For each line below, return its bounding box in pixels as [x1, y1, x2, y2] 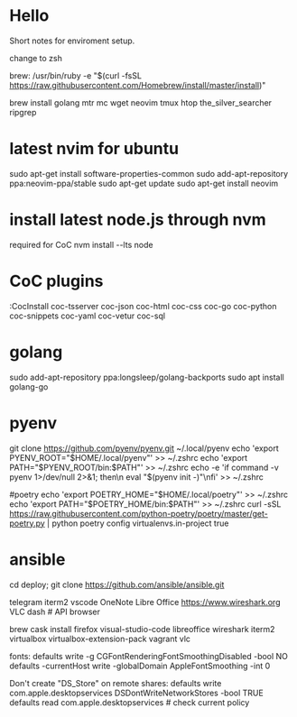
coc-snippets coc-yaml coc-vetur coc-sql [9, 310, 165, 321]
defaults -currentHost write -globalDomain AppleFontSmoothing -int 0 [9, 660, 271, 671]
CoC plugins [9, 271, 104, 291]
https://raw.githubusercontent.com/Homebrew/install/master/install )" [9, 79, 266, 90]
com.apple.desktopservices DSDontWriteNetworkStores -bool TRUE [9, 687, 264, 698]
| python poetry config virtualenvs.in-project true [46, 518, 229, 529]
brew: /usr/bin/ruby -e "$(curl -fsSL [9, 69, 143, 81]
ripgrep [9, 106, 37, 117]
